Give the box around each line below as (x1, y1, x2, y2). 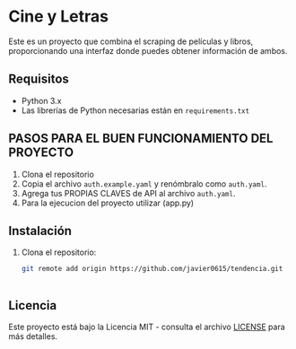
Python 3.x (21, 95, 62, 106)
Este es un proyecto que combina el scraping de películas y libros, (8, 36, 254, 47)
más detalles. (8, 330, 58, 342)
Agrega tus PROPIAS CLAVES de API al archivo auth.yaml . (21, 188, 236, 198)
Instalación (8, 222, 73, 239)
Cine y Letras (8, 6, 109, 27)
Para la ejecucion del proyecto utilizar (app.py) (21, 197, 195, 208)
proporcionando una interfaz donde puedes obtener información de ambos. (8, 45, 288, 56)
